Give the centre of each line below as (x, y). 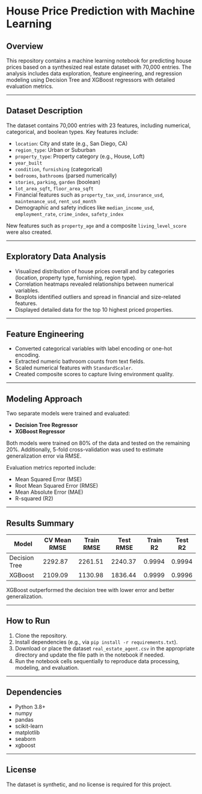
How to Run (28, 621)
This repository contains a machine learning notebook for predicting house (99, 61)
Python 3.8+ (30, 707)
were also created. (29, 232)
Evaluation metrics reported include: (51, 468)
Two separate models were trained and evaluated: (68, 414)
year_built (29, 163)
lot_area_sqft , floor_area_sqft (54, 188)
